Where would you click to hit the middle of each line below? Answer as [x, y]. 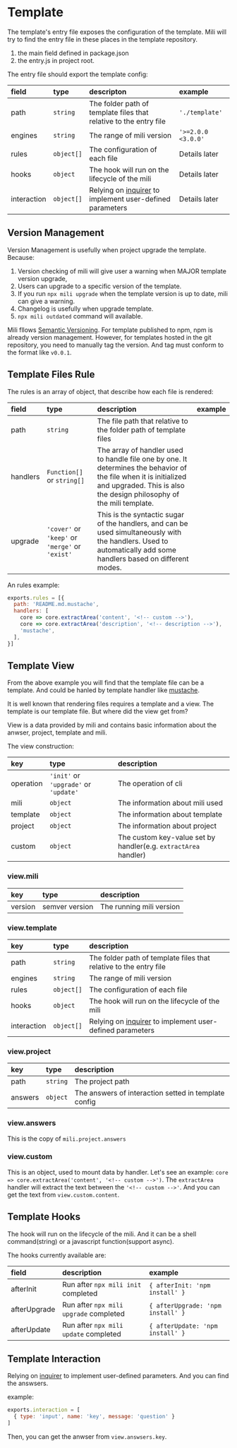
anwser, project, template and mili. [57, 732]
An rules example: [34, 585]
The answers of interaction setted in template [150, 1093]
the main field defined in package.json [73, 53]
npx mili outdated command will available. [80, 316]
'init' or [65, 776]
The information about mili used [170, 803]
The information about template [170, 814]
